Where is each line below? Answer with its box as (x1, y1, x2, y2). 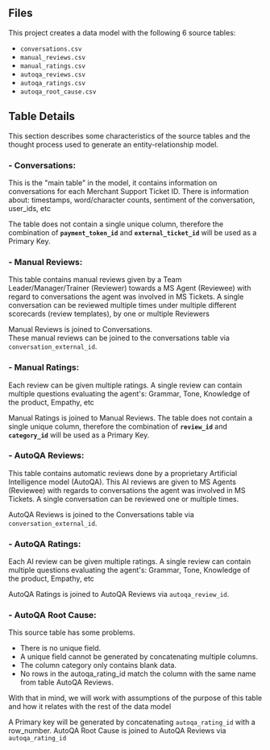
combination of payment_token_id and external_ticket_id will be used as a (8, 227, 257, 237)
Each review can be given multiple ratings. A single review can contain (8, 380, 243, 390)
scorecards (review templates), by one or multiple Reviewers (8, 309, 210, 319)
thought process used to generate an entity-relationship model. (8, 139, 219, 149)
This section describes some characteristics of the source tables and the (8, 131, 251, 140)
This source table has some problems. (8, 628, 135, 637)
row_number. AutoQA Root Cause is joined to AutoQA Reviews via (8, 726, 226, 735)
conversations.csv (19, 44, 82, 53)
